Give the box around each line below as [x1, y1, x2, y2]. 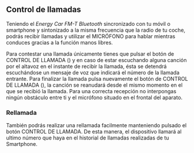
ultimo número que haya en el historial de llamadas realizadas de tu [6, 134, 169, 141]
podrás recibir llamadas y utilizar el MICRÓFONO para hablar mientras [6, 32, 175, 40]
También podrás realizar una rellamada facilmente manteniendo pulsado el [6, 122, 187, 129]
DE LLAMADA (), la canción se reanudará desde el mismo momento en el [6, 81, 183, 89]
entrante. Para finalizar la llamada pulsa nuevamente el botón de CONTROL [6, 75, 188, 82]
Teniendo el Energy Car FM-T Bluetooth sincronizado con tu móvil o [6, 20, 170, 27]
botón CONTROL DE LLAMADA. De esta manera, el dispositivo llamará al [6, 128, 182, 135]
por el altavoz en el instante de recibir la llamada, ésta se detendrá [6, 63, 167, 70]
